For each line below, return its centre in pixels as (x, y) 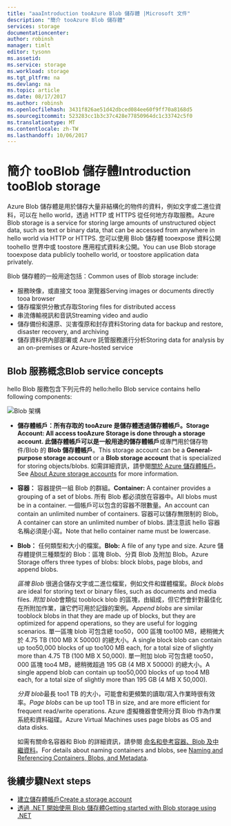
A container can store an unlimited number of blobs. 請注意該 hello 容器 (119, 522)
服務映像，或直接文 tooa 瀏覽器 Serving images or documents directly (115, 291)
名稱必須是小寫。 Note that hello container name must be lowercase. (114, 531)
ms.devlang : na (29, 84)
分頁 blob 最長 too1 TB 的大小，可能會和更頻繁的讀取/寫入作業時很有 (113, 694)
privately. (20, 262)
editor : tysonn (29, 52)
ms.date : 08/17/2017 (37, 97)
